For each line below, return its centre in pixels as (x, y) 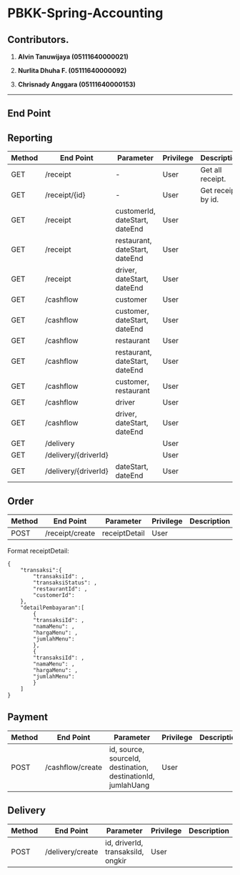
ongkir (116, 861)
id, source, (127, 749)
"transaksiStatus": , (65, 583)
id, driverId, (124, 843)
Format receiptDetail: (38, 551)
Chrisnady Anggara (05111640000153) (76, 84)
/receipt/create (70, 533)
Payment (28, 717)
